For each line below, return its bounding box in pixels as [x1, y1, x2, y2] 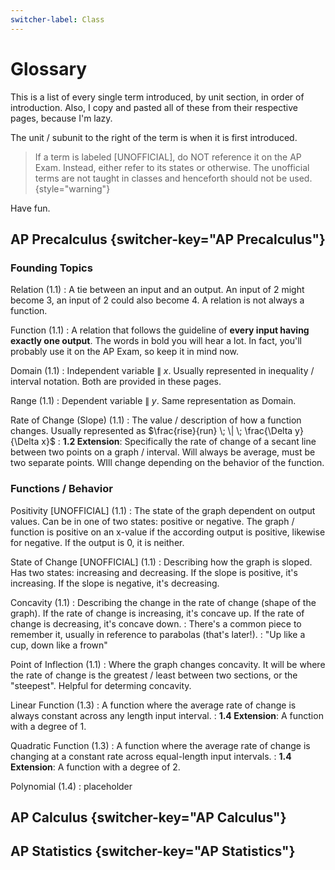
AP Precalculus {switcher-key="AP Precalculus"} [10, 231, 326, 248]
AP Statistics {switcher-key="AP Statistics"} [10, 843, 296, 860]
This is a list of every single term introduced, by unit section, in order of [10, 91, 305, 103]
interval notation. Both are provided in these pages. [10, 376, 222, 388]
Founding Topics [10, 261, 93, 275]
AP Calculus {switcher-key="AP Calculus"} [10, 809, 287, 826]
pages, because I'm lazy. [10, 112, 113, 124]
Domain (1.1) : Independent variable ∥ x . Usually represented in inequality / [10, 365, 315, 377]
